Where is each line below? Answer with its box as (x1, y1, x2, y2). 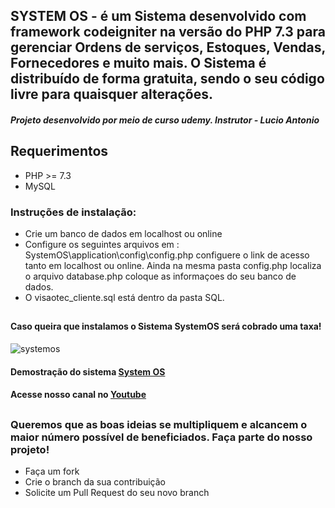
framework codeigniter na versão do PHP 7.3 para (10, 24, 326, 41)
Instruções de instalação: (10, 205, 137, 219)
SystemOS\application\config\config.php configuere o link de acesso (24, 249, 310, 261)
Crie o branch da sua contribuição (24, 476, 166, 488)
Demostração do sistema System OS (10, 365, 166, 378)
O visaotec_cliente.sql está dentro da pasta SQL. (24, 292, 225, 304)
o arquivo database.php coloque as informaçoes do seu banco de (24, 270, 297, 283)
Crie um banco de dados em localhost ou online (24, 228, 223, 240)
